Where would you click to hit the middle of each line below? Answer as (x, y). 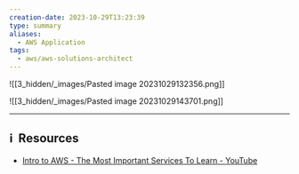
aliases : (25, 34)
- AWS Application (52, 42)
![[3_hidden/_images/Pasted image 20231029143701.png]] (117, 101)
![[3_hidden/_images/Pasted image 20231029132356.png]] (117, 84)
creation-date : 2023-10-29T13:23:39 (77, 17)
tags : (19, 51)
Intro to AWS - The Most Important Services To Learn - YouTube (140, 160)
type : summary (36, 26)
